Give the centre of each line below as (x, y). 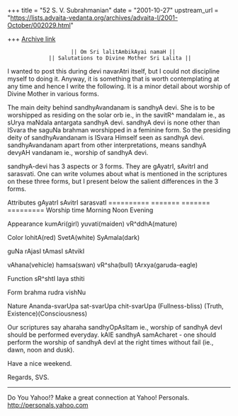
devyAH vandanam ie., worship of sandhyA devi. (78, 152)
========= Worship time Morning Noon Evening (80, 210)
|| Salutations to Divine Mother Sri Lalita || (120, 58)
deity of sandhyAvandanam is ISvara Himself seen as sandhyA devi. (106, 138)
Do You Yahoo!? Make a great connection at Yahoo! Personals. (98, 398)
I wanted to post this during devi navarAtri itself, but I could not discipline (114, 71)
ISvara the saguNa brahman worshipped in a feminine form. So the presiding (119, 130)
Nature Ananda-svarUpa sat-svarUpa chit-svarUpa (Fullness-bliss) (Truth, (116, 306)
